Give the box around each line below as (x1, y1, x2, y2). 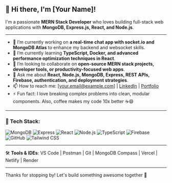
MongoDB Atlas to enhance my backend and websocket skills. (12, 44, 145, 50)
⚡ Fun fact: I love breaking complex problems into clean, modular (12, 90, 150, 96)
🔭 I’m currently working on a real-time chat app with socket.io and (12, 39, 155, 45)
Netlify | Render (5, 157, 38, 164)
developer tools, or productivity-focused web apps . (12, 66, 125, 72)
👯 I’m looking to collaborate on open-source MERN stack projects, (12, 60, 155, 67)
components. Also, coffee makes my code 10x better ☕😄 (12, 98, 134, 104)
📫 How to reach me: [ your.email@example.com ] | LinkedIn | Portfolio (12, 83, 159, 89)
